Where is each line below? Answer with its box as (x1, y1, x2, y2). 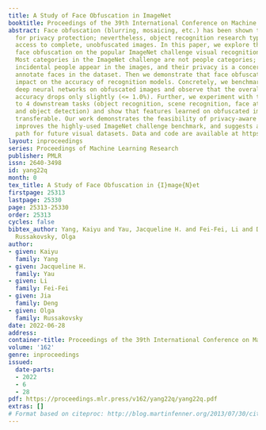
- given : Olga (8, 306, 55, 314)
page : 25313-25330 (8, 203, 69, 211)
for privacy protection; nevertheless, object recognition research (15, 33, 246, 42)
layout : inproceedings (8, 136, 83, 145)
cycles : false (8, 218, 55, 226)
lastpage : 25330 (8, 196, 62, 204)
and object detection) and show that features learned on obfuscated (15, 108, 249, 116)
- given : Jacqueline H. (8, 263, 87, 271)
